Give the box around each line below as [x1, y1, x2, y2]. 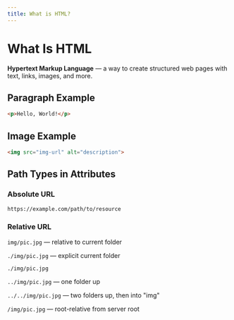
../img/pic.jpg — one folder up [7, 277, 101, 285]
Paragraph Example [7, 92, 95, 104]
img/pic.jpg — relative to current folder [7, 238, 122, 246]
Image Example [7, 130, 76, 142]
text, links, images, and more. [7, 71, 93, 80]
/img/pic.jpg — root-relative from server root [7, 304, 140, 313]
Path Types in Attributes [7, 168, 116, 180]
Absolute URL [7, 190, 55, 199]
